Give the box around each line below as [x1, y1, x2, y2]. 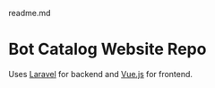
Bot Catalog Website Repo [8, 40, 207, 59]
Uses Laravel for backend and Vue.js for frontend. [8, 68, 193, 79]
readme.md [8, 8, 51, 18]
